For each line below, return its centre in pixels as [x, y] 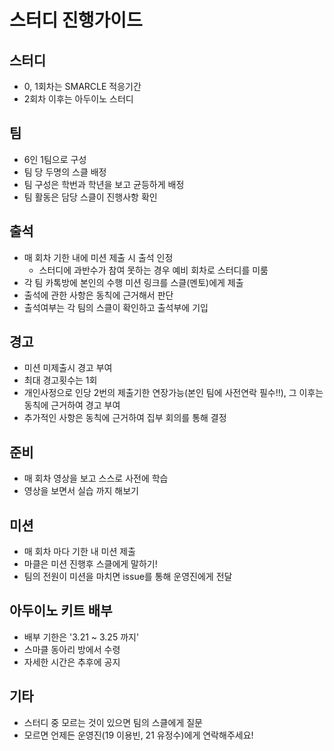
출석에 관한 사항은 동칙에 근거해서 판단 [98, 295]
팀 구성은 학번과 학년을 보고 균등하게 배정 [104, 184]
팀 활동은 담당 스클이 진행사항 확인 [90, 197]
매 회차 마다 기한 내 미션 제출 [79, 552]
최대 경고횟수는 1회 [60, 380]
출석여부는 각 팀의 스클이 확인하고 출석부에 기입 [116, 307]
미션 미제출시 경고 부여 [68, 368]
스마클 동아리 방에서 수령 [72, 649]
